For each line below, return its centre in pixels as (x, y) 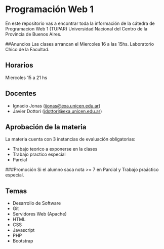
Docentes (21, 94)
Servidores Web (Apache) (39, 214)
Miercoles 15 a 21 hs (26, 78)
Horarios (19, 65)
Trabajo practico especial (39, 154)
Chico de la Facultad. (27, 49)
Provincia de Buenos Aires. (33, 34)
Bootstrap (23, 241)
